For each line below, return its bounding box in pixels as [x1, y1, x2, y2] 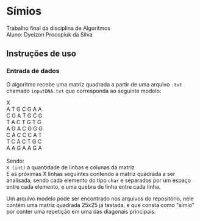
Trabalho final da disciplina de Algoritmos [6, 24, 111, 32]
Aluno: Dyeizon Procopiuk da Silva [6, 30, 93, 38]
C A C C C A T [6, 131, 42, 138]
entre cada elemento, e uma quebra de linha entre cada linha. [6, 183, 161, 190]
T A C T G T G [6, 118, 41, 125]
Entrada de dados [6, 67, 60, 75]
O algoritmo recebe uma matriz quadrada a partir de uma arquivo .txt [6, 80, 182, 88]
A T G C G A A [6, 105, 42, 113]
